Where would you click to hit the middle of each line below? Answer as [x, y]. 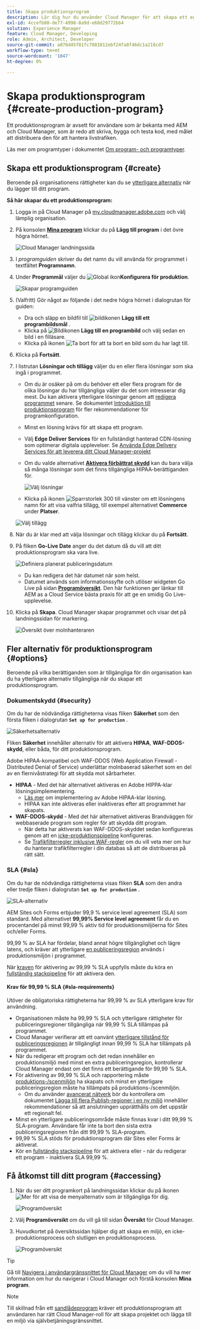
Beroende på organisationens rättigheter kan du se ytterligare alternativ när [99, 183]
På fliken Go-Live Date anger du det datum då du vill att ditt [88, 546]
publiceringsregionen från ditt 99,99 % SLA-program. [81, 1132]
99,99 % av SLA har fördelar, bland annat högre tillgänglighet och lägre [93, 943]
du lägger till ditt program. [39, 189]
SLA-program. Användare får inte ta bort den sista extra [83, 1125]
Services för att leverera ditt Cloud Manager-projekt [87, 452]
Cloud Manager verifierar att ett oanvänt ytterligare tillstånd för [92, 1037]
